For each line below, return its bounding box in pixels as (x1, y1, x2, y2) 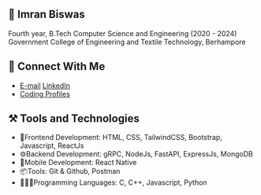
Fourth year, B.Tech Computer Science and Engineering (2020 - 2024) (8, 28, 237, 38)
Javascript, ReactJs (19, 141, 84, 150)
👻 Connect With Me (8, 60, 106, 73)
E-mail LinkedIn (19, 80, 71, 90)
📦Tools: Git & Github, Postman (19, 167, 121, 176)
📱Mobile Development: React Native (19, 158, 137, 167)
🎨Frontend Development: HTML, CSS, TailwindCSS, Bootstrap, (19, 133, 223, 142)
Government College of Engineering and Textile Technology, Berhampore (8, 37, 246, 46)
